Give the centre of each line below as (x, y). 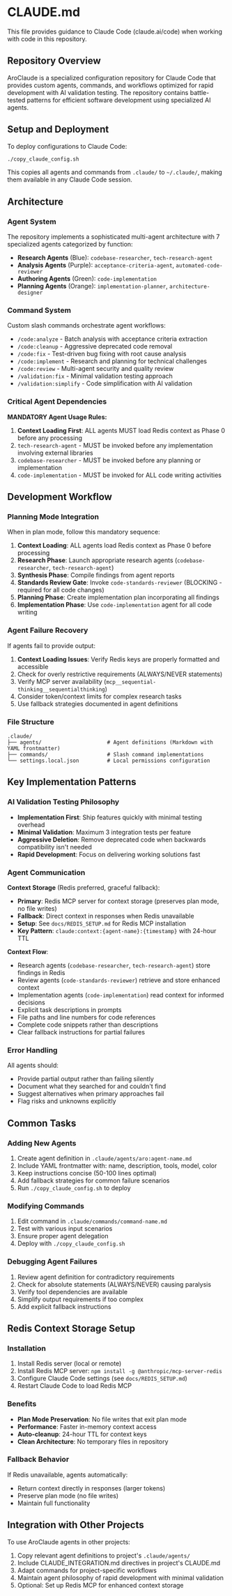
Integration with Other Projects (76, 1525)
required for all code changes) (61, 590)
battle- (200, 92)
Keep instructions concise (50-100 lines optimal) (87, 1173)
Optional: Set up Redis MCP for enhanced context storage (100, 1585)
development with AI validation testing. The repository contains (98, 92)
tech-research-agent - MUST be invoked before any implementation (115, 445)
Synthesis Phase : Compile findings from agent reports (96, 575)
